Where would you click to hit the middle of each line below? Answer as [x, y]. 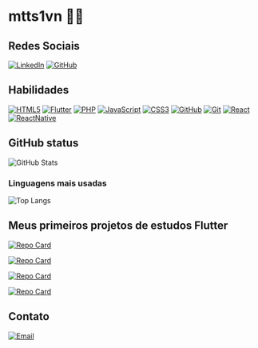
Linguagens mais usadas [58, 183]
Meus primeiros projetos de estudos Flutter [118, 226]
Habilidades [39, 90]
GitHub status [44, 143]
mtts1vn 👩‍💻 [46, 16]
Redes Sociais [44, 46]
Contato [29, 316]
